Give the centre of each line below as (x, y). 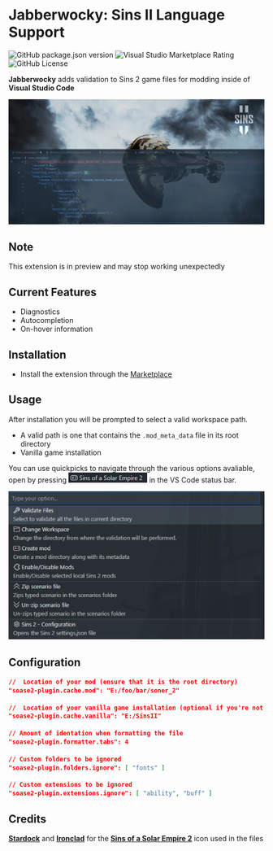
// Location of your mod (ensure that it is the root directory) (123, 682)
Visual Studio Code (41, 88)
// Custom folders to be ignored (65, 759)
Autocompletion (47, 321)
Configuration (45, 662)
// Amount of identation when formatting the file (96, 734)
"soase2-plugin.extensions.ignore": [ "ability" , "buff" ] (110, 794)
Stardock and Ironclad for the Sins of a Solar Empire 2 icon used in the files (136, 839)
